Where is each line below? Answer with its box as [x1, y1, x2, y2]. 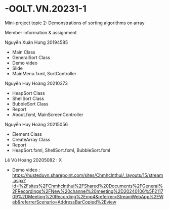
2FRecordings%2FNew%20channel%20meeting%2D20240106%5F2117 [12, 188, 163, 194]
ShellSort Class [12, 95, 44, 101]
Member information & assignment [5, 29, 77, 35]
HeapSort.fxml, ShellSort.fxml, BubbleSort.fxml [12, 147, 111, 153]
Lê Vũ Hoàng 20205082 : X [5, 157, 62, 163]
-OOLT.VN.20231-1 [5, 3, 87, 15]
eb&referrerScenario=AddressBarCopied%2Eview [12, 199, 117, 205]
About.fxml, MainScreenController [12, 112, 83, 118]
